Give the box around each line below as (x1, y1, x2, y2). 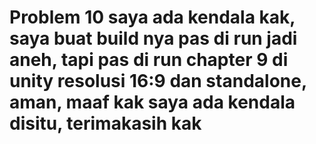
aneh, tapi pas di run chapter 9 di (9, 49, 289, 71)
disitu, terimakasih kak (9, 112, 202, 135)
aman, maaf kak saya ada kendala (9, 91, 296, 114)
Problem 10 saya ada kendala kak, (9, 6, 296, 29)
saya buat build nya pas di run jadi (9, 27, 298, 50)
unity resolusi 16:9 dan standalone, (9, 70, 307, 93)
